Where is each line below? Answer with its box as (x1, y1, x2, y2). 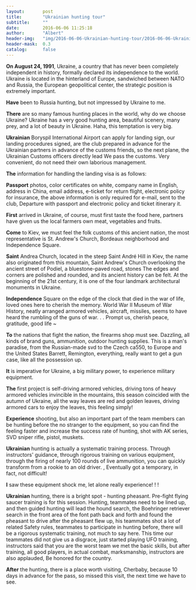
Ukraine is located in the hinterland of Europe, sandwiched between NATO (6, 75, 185, 82)
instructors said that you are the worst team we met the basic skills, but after (6, 542, 190, 549)
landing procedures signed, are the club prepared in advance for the (6, 140, 170, 147)
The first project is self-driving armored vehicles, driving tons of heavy (6, 385, 176, 392)
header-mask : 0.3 (6, 42, 51, 47)
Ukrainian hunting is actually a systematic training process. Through (6, 445, 171, 452)
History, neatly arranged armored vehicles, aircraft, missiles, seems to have (6, 308, 188, 315)
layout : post (6, 8, 54, 15)
